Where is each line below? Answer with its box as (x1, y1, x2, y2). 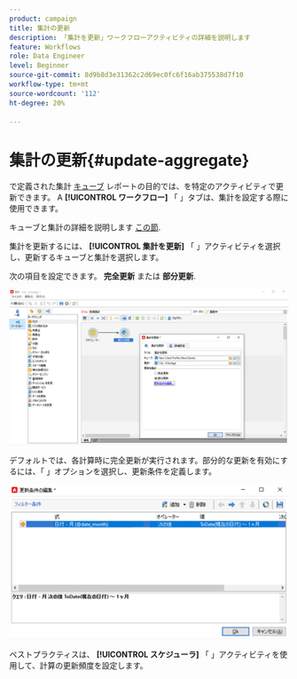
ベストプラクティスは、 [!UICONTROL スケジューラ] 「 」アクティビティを (9, 649, 280, 660)
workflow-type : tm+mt (9, 80, 90, 89)
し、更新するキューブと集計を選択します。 (9, 252, 164, 263)
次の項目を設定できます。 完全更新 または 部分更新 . (9, 271, 197, 281)
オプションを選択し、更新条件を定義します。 (53, 466, 217, 477)
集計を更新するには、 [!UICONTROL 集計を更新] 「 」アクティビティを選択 (9, 241, 281, 252)
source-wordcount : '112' (9, 89, 101, 98)
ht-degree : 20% (9, 99, 66, 107)
